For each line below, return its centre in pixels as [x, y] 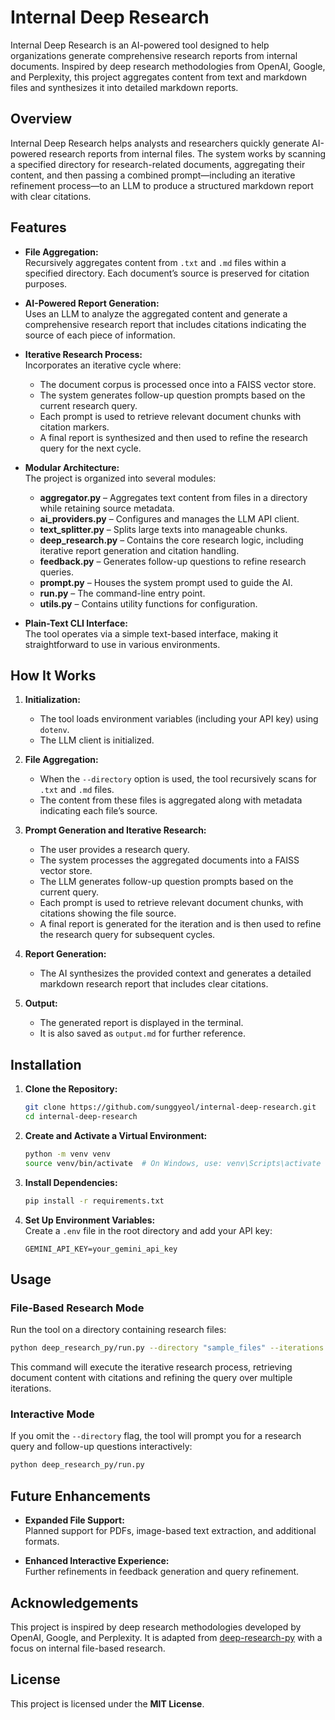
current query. [69, 892]
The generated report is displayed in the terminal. [141, 1023]
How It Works [53, 675]
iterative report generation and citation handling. [139, 550]
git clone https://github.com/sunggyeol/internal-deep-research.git [170, 1107]
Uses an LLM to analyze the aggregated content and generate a [156, 313]
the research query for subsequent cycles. [127, 935]
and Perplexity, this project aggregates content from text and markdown [159, 77]
